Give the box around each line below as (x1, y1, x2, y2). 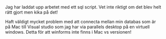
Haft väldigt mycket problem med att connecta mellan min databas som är (5, 19, 156, 24)
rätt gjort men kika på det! (5, 9, 58, 15)
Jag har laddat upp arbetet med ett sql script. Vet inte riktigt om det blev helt (5, 4, 162, 10)
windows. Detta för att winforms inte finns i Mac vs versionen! (5, 29, 132, 35)
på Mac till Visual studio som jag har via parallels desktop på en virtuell (5, 24, 150, 30)
